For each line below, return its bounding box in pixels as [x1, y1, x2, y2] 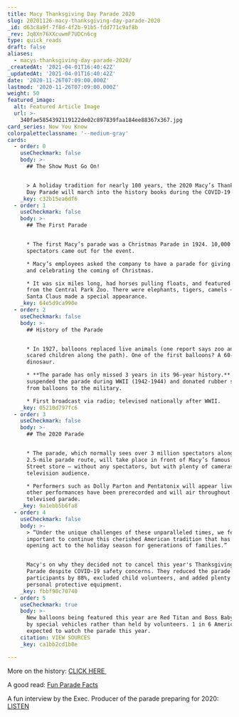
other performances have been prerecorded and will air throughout [26, 489, 231, 496]
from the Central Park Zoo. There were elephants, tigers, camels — [26, 287, 234, 294]
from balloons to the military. [26, 384, 122, 392]
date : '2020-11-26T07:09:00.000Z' [7, 76, 110, 84]
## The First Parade [26, 222, 87, 229]
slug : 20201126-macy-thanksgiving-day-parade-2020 [7, 17, 161, 24]
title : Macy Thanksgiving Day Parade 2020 [7, 10, 135, 18]
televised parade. [26, 496, 81, 503]
